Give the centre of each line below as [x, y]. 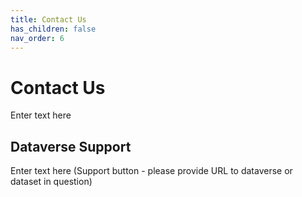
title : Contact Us [48, 19]
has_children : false [53, 29]
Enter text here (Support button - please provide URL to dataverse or [151, 171]
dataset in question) [51, 182]
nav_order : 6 [37, 38]
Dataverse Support [71, 146]
